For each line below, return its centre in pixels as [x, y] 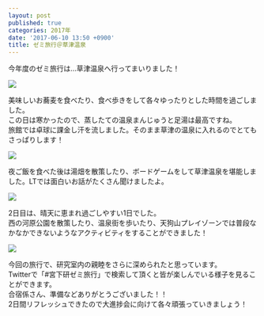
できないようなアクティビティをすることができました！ [118, 233]
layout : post [30, 15]
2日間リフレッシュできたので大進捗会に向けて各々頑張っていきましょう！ [128, 304]
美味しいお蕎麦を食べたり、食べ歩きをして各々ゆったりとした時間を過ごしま [133, 101]
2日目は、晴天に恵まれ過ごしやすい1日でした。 [85, 213]
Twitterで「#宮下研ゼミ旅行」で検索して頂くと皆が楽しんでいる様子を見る [129, 275]
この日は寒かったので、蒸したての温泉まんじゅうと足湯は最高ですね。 [123, 120]
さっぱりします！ [36, 140]
